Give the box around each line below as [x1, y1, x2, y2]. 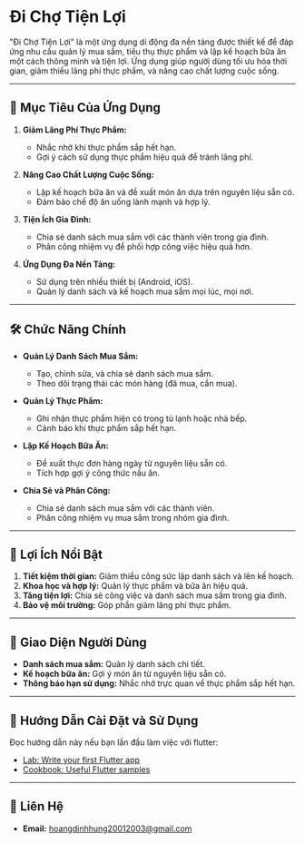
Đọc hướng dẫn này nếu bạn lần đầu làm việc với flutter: [9, 737, 219, 748]
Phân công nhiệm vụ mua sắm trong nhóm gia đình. [35, 512, 230, 523]
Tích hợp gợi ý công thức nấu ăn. [35, 467, 161, 478]
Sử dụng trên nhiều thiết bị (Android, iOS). [35, 276, 193, 287]
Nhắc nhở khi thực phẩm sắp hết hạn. [35, 142, 177, 152]
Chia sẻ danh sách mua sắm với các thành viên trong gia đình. [35, 231, 270, 242]
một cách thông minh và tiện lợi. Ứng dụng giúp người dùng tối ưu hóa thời [9, 55, 288, 66]
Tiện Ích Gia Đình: [22, 213, 92, 224]
